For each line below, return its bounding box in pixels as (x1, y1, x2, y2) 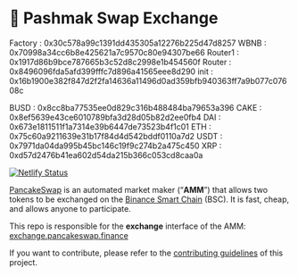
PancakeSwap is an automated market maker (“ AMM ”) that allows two (9, 184, 269, 195)
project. (9, 256, 38, 267)
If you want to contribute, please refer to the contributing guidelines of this (9, 247, 284, 258)
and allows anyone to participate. (9, 203, 131, 213)
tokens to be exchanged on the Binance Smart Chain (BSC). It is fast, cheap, (9, 194, 290, 205)
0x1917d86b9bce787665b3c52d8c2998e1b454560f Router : (9, 56, 232, 67)
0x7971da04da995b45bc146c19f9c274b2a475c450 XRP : (9, 140, 222, 151)
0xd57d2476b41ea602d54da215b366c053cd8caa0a (9, 149, 203, 160)
